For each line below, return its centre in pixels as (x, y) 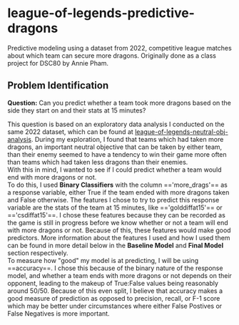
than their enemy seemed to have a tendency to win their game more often (117, 154)
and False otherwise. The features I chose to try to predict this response (113, 200)
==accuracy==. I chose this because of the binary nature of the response (115, 268)
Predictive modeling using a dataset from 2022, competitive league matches (119, 48)
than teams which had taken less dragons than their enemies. (98, 162)
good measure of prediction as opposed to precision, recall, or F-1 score (114, 298)
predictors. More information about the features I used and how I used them (119, 237)
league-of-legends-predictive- (101, 13)
